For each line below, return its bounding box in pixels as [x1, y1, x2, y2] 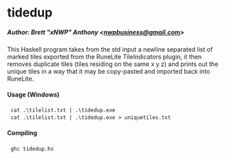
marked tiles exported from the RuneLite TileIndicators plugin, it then [7, 53, 202, 61]
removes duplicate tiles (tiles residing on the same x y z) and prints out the [7, 60, 219, 68]
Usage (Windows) [7, 90, 60, 98]
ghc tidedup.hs [10, 145, 54, 152]
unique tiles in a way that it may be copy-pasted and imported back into [7, 67, 211, 76]
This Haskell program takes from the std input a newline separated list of [7, 45, 213, 54]
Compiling [7, 129, 38, 137]
